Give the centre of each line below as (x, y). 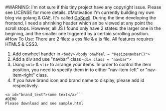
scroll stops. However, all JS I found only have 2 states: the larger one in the (83, 28)
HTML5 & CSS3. (22, 44)
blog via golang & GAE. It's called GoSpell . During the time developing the (81, 18)
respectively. (25, 86)
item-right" (24, 75)
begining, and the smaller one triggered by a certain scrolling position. (77, 34)
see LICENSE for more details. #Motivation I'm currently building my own (80, 12)
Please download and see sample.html (44, 104)
